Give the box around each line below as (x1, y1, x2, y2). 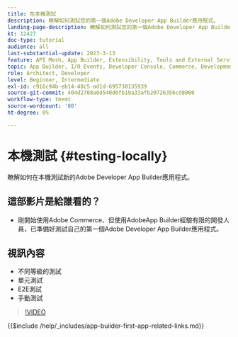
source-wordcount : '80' (7, 103, 78, 110)
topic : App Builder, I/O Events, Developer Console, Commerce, (7, 63, 198, 70)
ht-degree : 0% (7, 109, 50, 116)
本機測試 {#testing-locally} (7, 148, 168, 164)
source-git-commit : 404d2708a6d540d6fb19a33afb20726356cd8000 (7, 89, 195, 96)
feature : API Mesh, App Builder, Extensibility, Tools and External (7, 57, 214, 64)
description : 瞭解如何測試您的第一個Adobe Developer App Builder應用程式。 (7, 17, 219, 24)
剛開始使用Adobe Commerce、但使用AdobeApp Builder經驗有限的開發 (17, 215, 224, 224)
